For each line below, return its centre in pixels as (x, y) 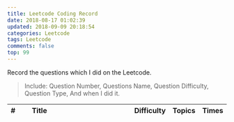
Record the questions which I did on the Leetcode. (79, 72)
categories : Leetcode (39, 33)
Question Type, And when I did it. (72, 93)
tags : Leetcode (29, 40)
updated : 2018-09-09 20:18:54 (51, 26)
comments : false (31, 46)
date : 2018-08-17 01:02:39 (46, 20)
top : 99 (18, 53)
